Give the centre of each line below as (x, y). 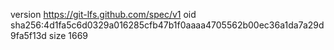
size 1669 (68, 35)
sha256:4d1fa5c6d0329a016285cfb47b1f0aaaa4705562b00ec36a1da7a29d (167, 25)
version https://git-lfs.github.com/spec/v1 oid (103, 14)
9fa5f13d (28, 35)
